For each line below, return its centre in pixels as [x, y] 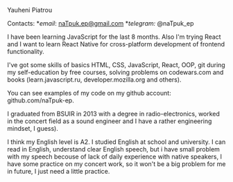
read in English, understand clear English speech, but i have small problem [114, 149]
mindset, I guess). [33, 128]
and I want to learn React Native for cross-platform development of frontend [116, 44]
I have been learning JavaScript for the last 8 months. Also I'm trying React [114, 37]
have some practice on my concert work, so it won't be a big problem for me [116, 164]
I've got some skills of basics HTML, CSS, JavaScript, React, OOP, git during [116, 65]
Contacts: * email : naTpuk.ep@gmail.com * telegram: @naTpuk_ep [101, 23]
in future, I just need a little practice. [59, 171]
